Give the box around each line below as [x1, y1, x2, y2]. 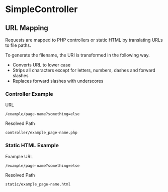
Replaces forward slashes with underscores [12, 78, 104, 84]
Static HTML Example [5, 142, 59, 149]
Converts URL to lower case [12, 62, 71, 68]
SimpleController [5, 4, 78, 15]
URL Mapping [5, 24, 49, 32]
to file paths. [5, 42, 31, 48]
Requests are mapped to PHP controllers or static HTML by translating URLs [5, 37, 163, 43]
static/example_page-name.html [5, 181, 71, 187]
